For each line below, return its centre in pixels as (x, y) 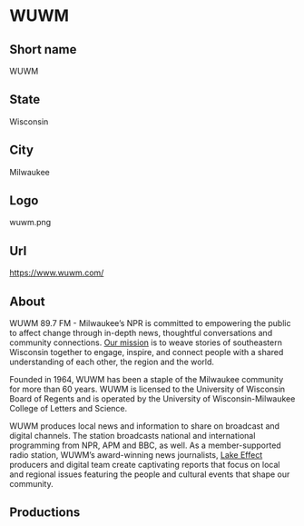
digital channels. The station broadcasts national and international (132, 436)
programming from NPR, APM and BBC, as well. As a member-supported (145, 445)
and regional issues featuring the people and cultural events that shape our (150, 474)
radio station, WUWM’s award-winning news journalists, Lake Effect (136, 455)
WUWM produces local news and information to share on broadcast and (144, 426)
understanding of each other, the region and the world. (112, 362)
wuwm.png (30, 223)
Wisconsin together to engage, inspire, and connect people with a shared (147, 352)
